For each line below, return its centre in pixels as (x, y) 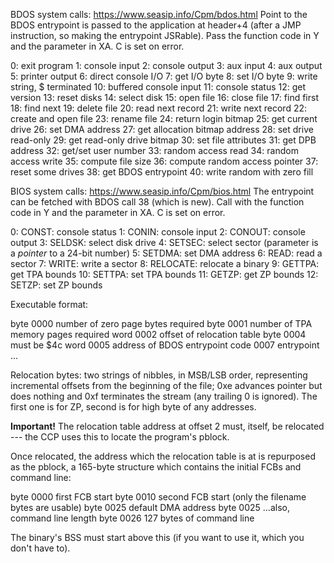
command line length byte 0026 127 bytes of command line (132, 518)
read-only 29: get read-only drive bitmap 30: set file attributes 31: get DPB (163, 140)
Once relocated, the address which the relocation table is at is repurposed (163, 456)
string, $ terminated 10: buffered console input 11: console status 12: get (158, 87)
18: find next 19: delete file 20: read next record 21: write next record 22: (159, 108)
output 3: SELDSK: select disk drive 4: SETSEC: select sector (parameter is (164, 242)
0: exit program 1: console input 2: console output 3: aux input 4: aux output (166, 65)
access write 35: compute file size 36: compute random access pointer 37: (164, 161)
